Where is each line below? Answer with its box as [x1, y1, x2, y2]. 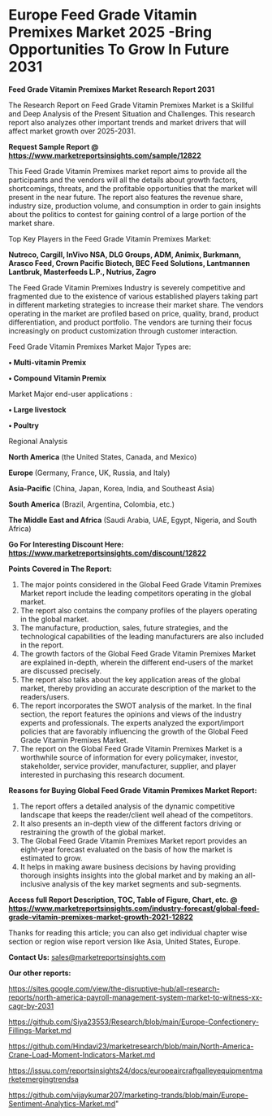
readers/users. [19, 691, 70, 701]
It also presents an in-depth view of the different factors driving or [19, 818, 242, 828]
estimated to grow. [19, 852, 83, 863]
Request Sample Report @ [8, 142, 99, 151]
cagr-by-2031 [8, 1000, 54, 1010]
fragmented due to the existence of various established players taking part [8, 291, 258, 301]
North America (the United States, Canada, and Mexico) [8, 451, 197, 461]
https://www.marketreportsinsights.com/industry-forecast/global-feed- [8, 903, 260, 913]
